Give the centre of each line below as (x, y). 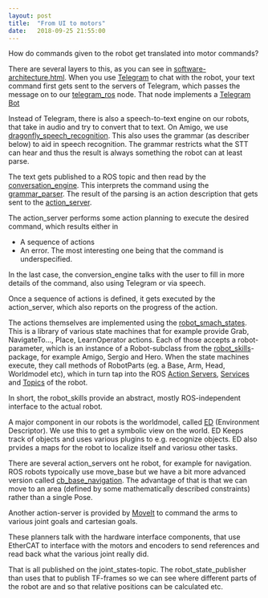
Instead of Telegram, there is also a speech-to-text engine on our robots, (129, 119)
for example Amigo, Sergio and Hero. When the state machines (145, 357)
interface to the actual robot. (55, 407)
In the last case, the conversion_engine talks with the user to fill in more (126, 275)
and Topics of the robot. (48, 383)
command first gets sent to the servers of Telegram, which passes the (124, 86)
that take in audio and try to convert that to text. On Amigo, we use (118, 127)
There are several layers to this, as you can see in (90, 69)
